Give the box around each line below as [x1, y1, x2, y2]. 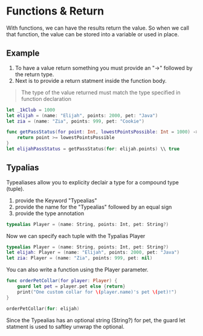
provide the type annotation [14, 210, 85, 217]
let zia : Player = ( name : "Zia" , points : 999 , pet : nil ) [6, 255, 153, 261]
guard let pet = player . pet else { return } [17, 283, 126, 289]
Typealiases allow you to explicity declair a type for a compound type [6, 178, 179, 186]
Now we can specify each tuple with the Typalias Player [6, 232, 146, 239]
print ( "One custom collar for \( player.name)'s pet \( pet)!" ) [17, 289, 177, 295]
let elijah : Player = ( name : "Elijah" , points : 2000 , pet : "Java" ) [6, 250, 180, 256]
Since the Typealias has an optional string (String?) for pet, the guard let [6, 316, 185, 324]
